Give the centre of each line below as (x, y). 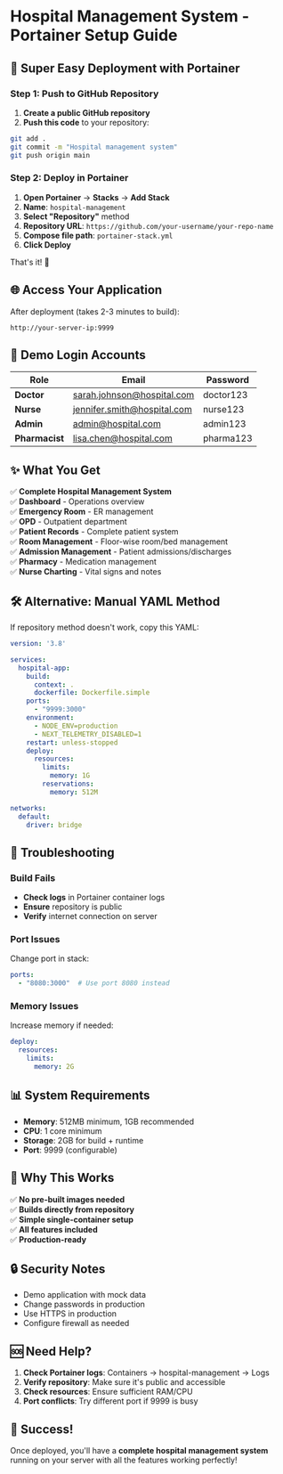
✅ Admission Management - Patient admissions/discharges (121, 552)
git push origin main (50, 155)
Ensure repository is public (73, 907)
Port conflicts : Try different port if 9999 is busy (110, 1401)
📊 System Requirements (80, 1096)
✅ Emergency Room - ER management (82, 512)
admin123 (224, 424)
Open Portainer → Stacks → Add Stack (96, 197)
